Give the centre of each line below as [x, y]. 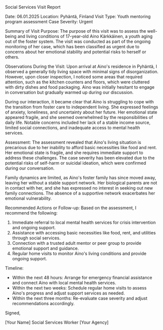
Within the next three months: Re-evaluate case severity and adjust [80, 298]
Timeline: [14, 268]
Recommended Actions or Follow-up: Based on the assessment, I [71, 208]
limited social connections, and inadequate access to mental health [73, 128]
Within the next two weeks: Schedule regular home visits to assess [79, 288]
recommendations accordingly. [43, 303]
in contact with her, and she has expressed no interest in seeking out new [79, 188]
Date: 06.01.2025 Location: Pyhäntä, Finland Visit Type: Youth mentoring [78, 16]
